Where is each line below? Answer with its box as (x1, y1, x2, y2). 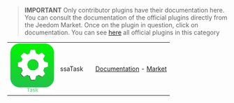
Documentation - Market (95, 64, 167, 73)
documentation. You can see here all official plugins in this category (24, 28, 220, 36)
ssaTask (60, 64, 84, 73)
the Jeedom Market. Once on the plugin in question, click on (24, 21, 199, 29)
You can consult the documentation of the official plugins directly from (24, 13, 228, 22)
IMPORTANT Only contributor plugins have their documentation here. (24, 6, 225, 14)
